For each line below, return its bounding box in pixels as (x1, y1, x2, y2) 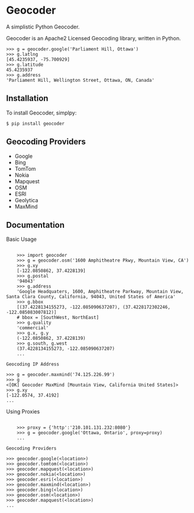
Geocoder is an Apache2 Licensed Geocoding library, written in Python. (6, 34, 182, 42)
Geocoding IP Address (6, 361, 60, 368)
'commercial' (17, 325, 49, 331)
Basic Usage (6, 235, 37, 243)
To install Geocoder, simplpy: (6, 109, 77, 116)
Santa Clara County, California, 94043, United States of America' (6, 294, 176, 300)
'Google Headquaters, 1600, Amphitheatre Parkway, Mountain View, (17, 289, 184, 295)
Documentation (6, 220, 65, 230)
